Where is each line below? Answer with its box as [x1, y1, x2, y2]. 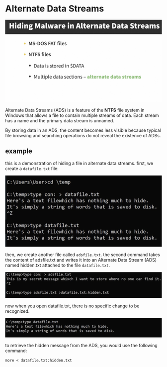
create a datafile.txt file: [5, 165, 59, 172]
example [5, 147, 33, 156]
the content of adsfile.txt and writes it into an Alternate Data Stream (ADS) [5, 257, 157, 263]
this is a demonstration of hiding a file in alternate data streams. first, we [5, 160, 153, 166]
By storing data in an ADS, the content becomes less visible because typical [5, 127, 161, 133]
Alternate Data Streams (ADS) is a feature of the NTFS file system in [5, 107, 145, 113]
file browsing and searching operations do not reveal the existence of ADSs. [5, 132, 161, 138]
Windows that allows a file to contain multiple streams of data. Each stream [5, 112, 159, 118]
